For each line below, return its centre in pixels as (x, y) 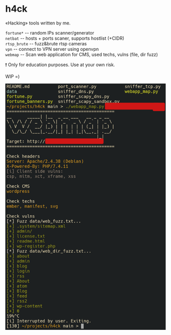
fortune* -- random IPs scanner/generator (50, 33)
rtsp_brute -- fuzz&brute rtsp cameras (46, 43)
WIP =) (12, 76)
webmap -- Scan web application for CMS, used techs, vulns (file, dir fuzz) (82, 54)
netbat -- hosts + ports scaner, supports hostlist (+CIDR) (65, 38)
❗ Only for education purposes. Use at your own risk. (60, 65)
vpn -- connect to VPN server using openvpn (52, 49)
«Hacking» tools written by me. (38, 23)
